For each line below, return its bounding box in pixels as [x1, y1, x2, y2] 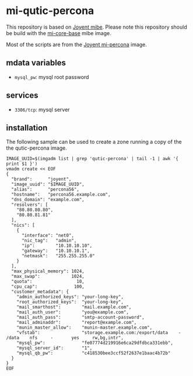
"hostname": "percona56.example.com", [11, 192, 111, 198]
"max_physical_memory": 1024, [11, 268, 85, 274]
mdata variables [6, 58, 66, 68]
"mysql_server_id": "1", [16, 345, 93, 351]
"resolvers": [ [11, 202, 48, 208]
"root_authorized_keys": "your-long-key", [16, 299, 124, 305]
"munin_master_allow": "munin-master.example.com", [16, 325, 153, 331]
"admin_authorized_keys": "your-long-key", [16, 294, 124, 300]
